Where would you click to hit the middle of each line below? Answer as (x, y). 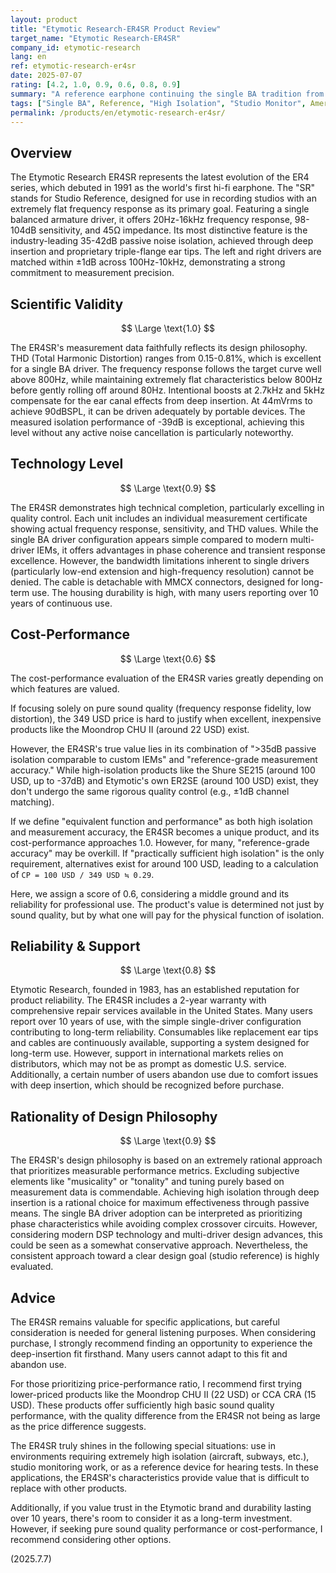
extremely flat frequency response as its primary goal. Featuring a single (160, 209)
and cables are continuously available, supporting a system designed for (160, 1043)
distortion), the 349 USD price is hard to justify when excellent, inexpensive (166, 718)
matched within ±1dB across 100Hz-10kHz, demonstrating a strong (148, 262)
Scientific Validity (67, 304)
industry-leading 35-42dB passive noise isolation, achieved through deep (162, 241)
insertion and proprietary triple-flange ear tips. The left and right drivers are (166, 252)
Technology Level (67, 464)
